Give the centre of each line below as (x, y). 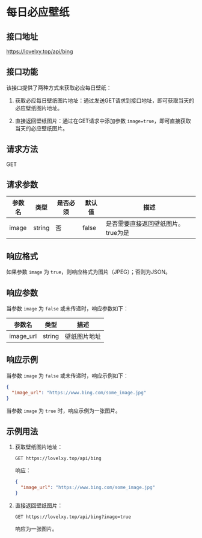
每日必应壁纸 (38, 12)
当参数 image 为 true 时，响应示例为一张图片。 (64, 411)
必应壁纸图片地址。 (39, 108)
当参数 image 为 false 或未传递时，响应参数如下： (68, 309)
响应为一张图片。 (36, 528)
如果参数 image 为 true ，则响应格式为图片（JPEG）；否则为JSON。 (89, 272)
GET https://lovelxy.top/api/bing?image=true (73, 517)
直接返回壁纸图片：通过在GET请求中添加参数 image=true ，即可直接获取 (103, 121)
